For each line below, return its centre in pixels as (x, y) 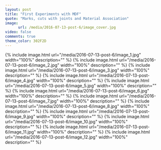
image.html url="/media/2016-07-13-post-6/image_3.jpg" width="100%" (77, 70)
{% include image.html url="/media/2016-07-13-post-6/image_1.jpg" (73, 55)
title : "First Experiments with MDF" (43, 14)
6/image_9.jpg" (20, 116)
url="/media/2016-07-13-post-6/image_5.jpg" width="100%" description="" (81, 86)
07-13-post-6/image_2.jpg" (32, 65)
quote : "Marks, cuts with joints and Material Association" (67, 18)
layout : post (18, 9)
